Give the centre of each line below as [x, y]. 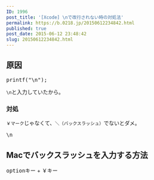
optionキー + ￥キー [32, 170]
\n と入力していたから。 [35, 92]
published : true [26, 28]
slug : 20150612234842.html [40, 39]
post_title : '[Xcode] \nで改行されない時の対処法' [65, 17]
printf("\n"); [27, 80]
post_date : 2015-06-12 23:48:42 [46, 34]
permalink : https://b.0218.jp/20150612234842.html [70, 23]
